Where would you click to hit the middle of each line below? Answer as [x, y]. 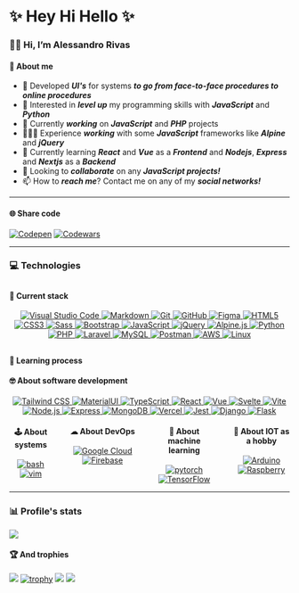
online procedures [57, 95]
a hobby [262, 441]
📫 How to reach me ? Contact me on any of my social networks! [141, 181]
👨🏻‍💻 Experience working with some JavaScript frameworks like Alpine [154, 133]
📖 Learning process [46, 360]
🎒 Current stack [39, 295]
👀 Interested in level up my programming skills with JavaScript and [145, 105]
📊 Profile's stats [46, 512]
